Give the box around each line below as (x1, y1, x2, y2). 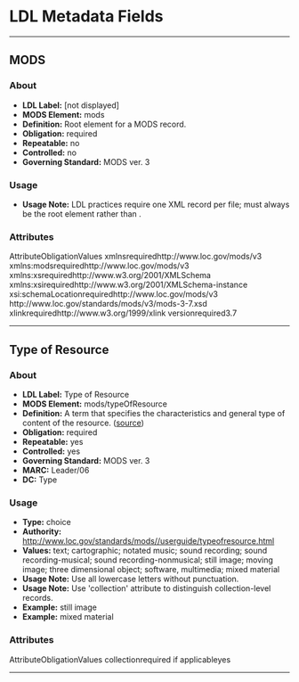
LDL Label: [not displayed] (21, 100, 120, 111)
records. (21, 593, 53, 604)
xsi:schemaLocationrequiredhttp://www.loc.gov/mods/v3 (9, 289, 218, 300)
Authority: (21, 526, 62, 537)
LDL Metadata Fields (9, 6, 164, 27)
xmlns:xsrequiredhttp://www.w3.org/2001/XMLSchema (9, 270, 212, 281)
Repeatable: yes (21, 436, 84, 447)
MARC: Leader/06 (21, 464, 90, 475)
